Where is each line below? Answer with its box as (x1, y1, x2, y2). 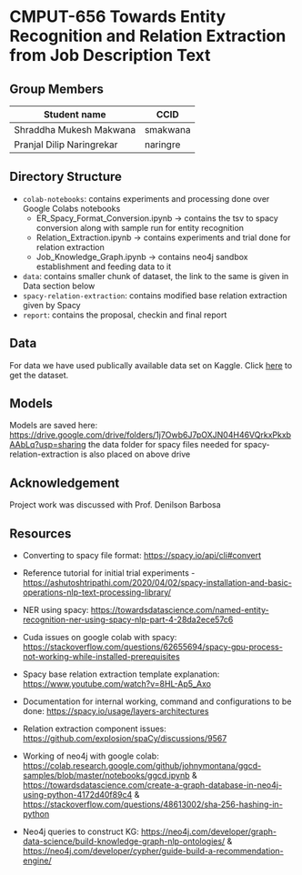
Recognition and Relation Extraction (9, 25, 287, 46)
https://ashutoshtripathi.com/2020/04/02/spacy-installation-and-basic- (22, 578, 293, 588)
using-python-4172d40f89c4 (22, 790, 133, 800)
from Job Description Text (9, 45, 211, 65)
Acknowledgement (9, 475, 120, 490)
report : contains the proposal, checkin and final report (22, 309, 227, 320)
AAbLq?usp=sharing (9, 439, 86, 450)
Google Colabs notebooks (22, 203, 121, 214)
